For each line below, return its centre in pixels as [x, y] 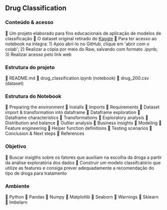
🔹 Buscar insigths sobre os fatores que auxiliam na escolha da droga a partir [83, 157]
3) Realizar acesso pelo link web [38, 54]
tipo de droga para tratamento [36, 173]
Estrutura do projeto [30, 67]
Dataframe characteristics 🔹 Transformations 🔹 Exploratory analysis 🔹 [77, 118]
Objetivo [16, 146]
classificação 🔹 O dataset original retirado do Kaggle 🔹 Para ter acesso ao [81, 38]
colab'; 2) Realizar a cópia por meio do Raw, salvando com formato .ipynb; [82, 49]
